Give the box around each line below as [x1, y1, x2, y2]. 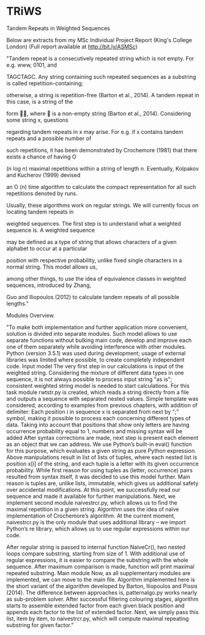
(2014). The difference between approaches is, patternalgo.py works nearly [6, 589, 198, 596]
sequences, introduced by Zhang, [6, 281, 92, 289]
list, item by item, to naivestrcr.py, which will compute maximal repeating [6, 615, 189, 622]
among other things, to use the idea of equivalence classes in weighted [6, 275, 187, 282]
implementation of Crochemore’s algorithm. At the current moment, [6, 512, 176, 519]
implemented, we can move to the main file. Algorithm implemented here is [6, 576, 195, 583]
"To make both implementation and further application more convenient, [6, 323, 188, 331]
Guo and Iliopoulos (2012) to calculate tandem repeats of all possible [6, 293, 179, 300]
